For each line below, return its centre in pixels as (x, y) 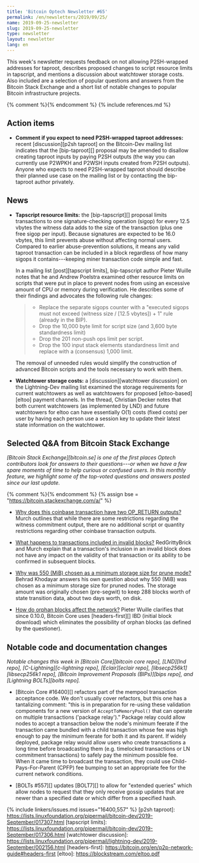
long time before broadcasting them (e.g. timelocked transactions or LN (102, 749)
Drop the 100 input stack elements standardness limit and (109, 345)
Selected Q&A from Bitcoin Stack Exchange (88, 443)
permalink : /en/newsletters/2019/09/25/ (57, 17)
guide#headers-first (31, 854)
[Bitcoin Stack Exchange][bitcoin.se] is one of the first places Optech (91, 458)
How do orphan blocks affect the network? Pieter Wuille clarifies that (99, 610)
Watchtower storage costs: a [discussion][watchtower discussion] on (101, 380)
